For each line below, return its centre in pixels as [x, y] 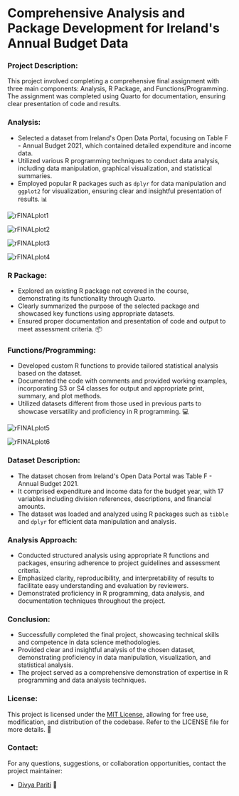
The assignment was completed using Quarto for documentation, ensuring [117, 96]
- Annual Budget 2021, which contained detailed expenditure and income [124, 145]
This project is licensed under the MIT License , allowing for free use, [108, 714]
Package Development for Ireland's [114, 28]
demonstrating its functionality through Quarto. [86, 299]
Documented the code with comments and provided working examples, [122, 381]
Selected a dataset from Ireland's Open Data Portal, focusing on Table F [123, 138]
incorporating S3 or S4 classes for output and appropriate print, [111, 388]
